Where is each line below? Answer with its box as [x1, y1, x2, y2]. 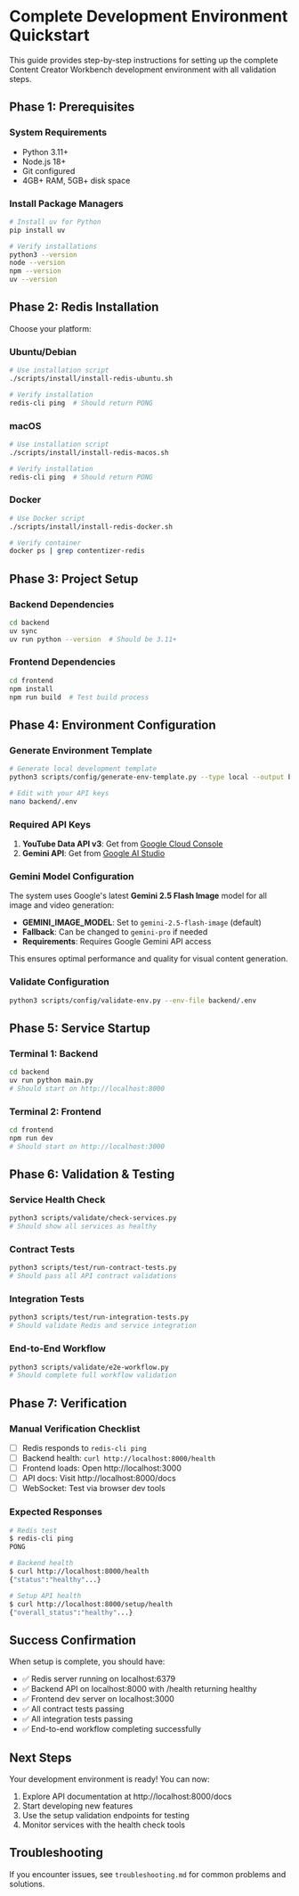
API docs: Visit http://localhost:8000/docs [21, 1473, 176, 1484]
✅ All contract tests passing [21, 1703, 125, 1714]
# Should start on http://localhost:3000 [9, 1142, 166, 1151]
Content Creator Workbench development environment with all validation [9, 64, 277, 75]
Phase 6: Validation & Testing [9, 1166, 175, 1183]
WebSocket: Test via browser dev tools [21, 1483, 166, 1494]
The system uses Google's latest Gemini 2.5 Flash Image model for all [9, 890, 267, 902]
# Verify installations [9, 242, 98, 251]
